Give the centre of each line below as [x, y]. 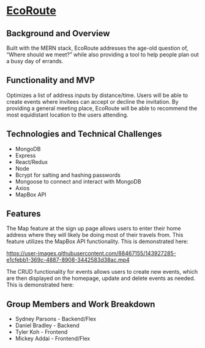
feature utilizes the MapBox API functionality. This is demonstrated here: [97, 242]
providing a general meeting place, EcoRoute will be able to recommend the [102, 108]
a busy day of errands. [35, 61]
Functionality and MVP [51, 80]
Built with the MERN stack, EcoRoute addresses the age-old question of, [97, 48]
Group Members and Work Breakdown [81, 304]
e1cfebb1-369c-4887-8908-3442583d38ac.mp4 [68, 260]
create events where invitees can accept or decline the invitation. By [92, 101]
